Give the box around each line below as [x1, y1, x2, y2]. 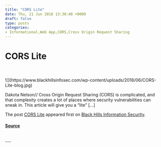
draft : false [5, 16, 32, 21]
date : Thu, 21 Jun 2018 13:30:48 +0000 [5, 12, 86, 17]
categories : [5, 25, 29, 30]
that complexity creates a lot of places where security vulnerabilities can [5, 97, 151, 103]
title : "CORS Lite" [5, 7, 45, 12]
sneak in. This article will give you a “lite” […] [5, 102, 95, 108]
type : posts [5, 20, 29, 26]
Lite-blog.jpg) [5, 82, 33, 88]
